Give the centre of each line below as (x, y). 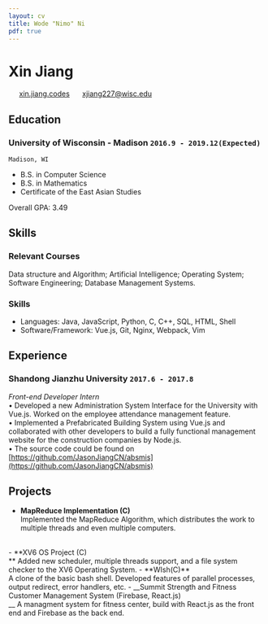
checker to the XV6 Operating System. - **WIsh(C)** (99, 569)
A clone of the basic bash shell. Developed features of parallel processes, (132, 578)
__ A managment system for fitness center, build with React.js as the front (131, 604)
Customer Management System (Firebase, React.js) (95, 596)
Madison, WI (28, 159)
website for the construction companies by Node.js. (95, 439)
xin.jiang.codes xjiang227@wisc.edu (86, 94)
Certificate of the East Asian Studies (81, 192)
